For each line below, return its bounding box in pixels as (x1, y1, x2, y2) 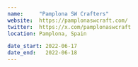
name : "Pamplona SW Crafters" (7, 10, 110, 18)
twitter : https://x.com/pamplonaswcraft (7, 23, 132, 30)
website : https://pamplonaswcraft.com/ (7, 17, 129, 24)
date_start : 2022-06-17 (7, 43, 78, 50)
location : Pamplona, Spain (7, 30, 87, 37)
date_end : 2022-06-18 (7, 49, 78, 56)
